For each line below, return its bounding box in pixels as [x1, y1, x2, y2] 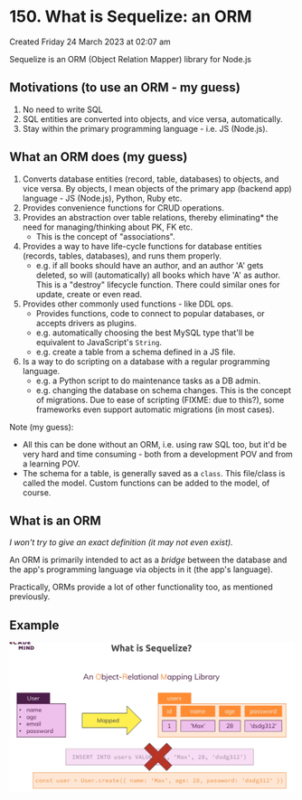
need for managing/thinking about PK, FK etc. [22, 221, 193, 232]
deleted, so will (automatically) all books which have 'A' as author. [35, 269, 280, 280]
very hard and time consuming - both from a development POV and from [22, 448, 294, 459]
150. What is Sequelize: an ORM [9, 6, 252, 27]
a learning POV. [22, 458, 80, 469]
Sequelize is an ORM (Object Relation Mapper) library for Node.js [9, 53, 251, 64]
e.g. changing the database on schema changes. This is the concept [35, 384, 292, 395]
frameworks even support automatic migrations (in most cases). [35, 404, 275, 415]
